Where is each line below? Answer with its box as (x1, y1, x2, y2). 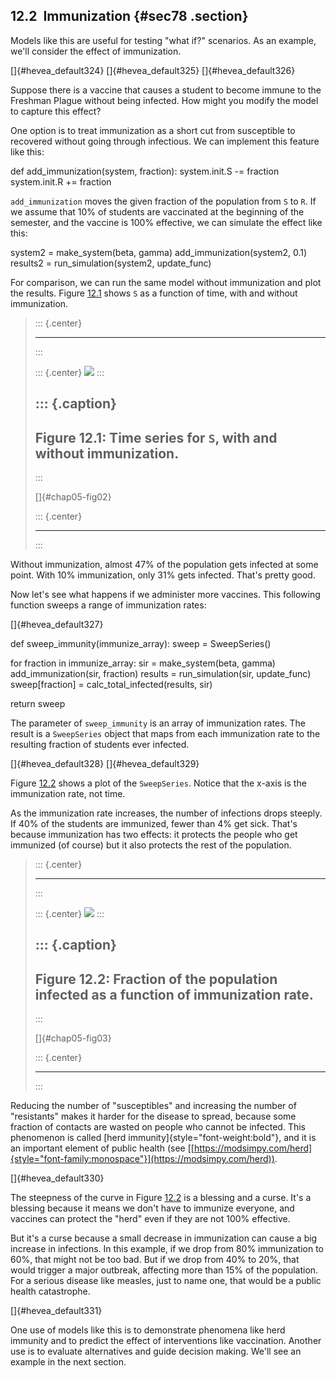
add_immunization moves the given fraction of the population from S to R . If (10, 195, 317, 207)
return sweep (10, 698, 66, 710)
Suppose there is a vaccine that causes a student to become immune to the (10, 84, 322, 96)
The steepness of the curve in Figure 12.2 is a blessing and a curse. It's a (10, 1192, 312, 1204)
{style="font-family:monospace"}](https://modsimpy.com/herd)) (10, 1153, 275, 1165)
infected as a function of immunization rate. (34, 986, 314, 1003)
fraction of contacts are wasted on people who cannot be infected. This (10, 1121, 306, 1133)
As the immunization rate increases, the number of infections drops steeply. (10, 807, 323, 819)
